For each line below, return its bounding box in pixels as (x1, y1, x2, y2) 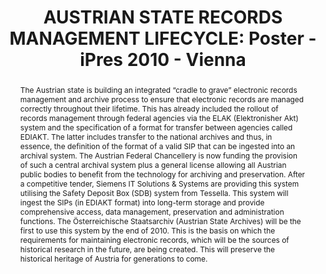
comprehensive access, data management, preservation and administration (19, 206, 285, 217)
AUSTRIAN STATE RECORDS (43, 6, 283, 29)
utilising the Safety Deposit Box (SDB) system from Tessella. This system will (19, 187, 289, 198)
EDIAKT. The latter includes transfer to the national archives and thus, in (19, 131, 273, 142)
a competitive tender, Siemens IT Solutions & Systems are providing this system (19, 178, 300, 189)
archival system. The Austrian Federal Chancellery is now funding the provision (19, 150, 298, 161)
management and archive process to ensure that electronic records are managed (19, 94, 305, 105)
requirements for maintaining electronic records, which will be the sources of (19, 234, 290, 245)
